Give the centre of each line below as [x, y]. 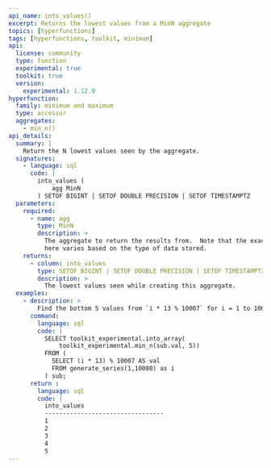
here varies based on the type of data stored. [125, 249]
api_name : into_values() [50, 16]
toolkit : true [39, 76]
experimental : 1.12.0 [59, 91]
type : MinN [56, 226]
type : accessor [41, 114]
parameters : [36, 203]
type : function [41, 61]
